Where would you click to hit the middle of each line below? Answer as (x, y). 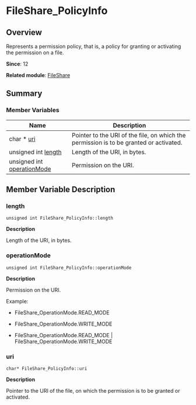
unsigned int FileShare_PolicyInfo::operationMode (69, 268)
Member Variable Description (61, 190)
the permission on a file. (35, 53)
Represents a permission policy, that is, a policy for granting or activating (94, 46)
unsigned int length (35, 152)
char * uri (22, 139)
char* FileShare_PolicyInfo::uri (47, 368)
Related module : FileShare (38, 75)
